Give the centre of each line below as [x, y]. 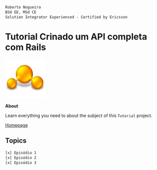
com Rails [26, 47]
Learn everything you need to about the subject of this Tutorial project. [79, 115]
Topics [16, 141]
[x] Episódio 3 [21, 163]
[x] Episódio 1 [21, 153]
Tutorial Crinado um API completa [76, 37]
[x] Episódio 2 [21, 158]
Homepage [17, 125]
